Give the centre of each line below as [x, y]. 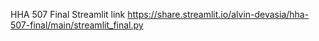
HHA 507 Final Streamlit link [68, 14]
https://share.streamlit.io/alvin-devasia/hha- [218, 14]
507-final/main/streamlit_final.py [77, 25]
